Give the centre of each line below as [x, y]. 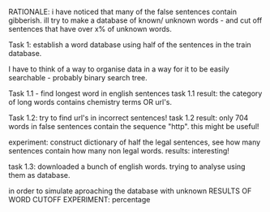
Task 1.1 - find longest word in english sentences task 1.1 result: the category [135, 93]
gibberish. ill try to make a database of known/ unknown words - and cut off [135, 20]
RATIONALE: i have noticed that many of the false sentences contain [123, 12]
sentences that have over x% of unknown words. [90, 29]
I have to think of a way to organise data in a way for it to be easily [119, 69]
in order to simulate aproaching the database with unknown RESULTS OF [130, 191]
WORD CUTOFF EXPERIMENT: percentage [79, 199]
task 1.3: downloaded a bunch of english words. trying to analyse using [127, 167]
